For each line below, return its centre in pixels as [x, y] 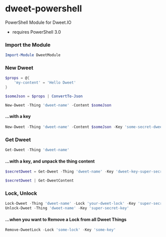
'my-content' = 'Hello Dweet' [45, 83]
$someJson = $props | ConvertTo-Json [44, 96]
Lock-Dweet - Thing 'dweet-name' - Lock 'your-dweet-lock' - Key [70, 204]
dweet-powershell [44, 9]
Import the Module [28, 45]
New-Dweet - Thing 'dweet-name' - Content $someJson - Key [64, 127]
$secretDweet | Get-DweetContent [40, 181]
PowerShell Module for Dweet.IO [38, 22]
